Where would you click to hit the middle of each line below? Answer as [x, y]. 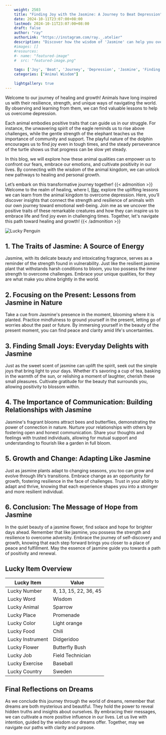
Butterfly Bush [69, 647]
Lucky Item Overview [39, 569]
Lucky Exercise [25, 664]
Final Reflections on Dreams [49, 689]
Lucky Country [25, 672]
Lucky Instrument [28, 639]
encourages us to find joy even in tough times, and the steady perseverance [83, 144]
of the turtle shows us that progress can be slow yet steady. [66, 149]
